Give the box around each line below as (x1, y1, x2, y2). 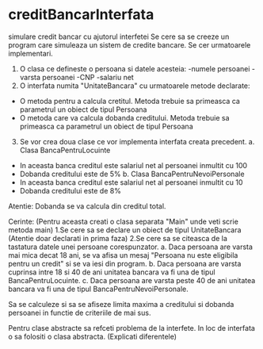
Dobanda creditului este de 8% (19, 186, 121, 195)
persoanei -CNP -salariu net (42, 72, 135, 82)
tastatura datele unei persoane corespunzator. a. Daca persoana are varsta (8, 242, 253, 251)
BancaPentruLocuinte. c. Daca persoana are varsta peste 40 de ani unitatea (8, 275, 256, 285)
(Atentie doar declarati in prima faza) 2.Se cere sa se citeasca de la (8, 233, 227, 243)
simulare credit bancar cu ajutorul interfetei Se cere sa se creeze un (8, 32, 230, 41)
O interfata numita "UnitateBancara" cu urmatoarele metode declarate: (19, 81, 251, 90)
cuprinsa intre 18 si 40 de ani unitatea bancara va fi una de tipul (8, 267, 215, 277)
